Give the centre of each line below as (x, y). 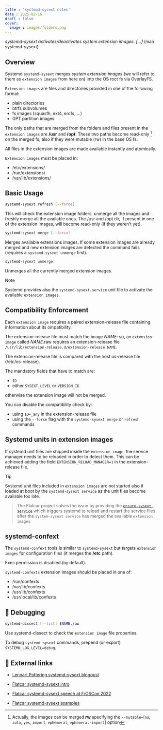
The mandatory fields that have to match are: (50, 371)
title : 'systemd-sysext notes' (38, 10)
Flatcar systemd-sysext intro (41, 684)
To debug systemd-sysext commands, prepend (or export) (63, 643)
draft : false (19, 19)
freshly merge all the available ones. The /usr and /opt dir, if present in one (80, 219)
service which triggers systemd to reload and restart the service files (86, 511)
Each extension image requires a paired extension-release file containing (78, 322)
